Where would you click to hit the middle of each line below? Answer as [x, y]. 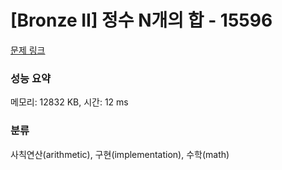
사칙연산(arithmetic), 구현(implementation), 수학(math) [120, 154]
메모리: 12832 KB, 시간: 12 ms [69, 102]
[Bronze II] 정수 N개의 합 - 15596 [141, 20]
